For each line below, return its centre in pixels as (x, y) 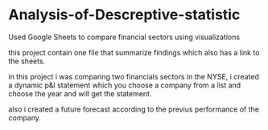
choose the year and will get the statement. (80, 93)
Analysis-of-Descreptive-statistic (124, 15)
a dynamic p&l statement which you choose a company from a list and (125, 85)
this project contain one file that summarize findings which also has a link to (134, 52)
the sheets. (27, 61)
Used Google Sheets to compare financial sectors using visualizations (124, 37)
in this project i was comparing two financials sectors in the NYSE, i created (134, 76)
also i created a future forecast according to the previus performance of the (134, 109)
